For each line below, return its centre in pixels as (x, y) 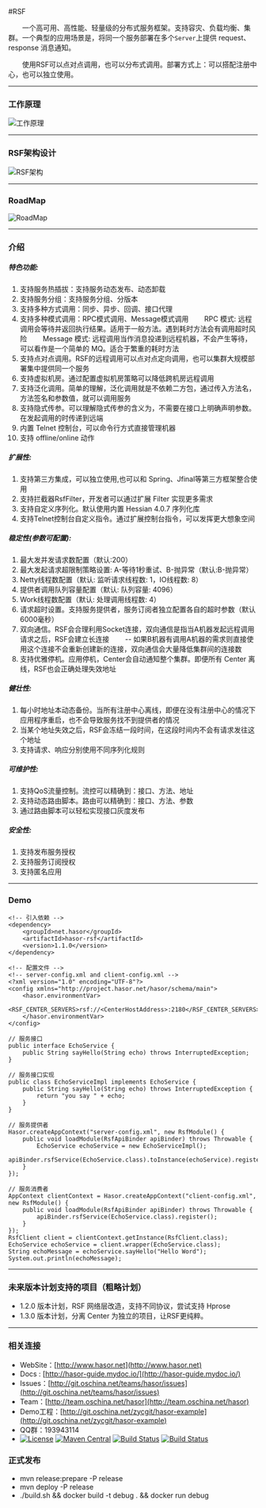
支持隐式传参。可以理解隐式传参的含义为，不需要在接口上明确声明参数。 (137, 408)
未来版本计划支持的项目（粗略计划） (77, 1287)
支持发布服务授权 (47, 851)
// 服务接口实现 (31, 1075)
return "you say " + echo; (81, 1096)
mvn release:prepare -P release (71, 1478)
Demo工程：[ (41, 1411)
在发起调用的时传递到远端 (61, 418)
